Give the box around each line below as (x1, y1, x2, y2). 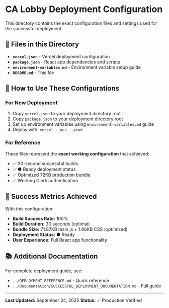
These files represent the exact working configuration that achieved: (5, 150, 150, 157)
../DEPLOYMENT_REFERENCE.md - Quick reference (12, 278, 110, 284)
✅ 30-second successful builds (12, 160, 78, 167)
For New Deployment (5, 99, 58, 106)
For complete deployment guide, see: (5, 268, 83, 274)
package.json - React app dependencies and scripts (12, 59, 121, 65)
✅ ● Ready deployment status (12, 166, 76, 172)
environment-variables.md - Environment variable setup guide (12, 64, 141, 70)
